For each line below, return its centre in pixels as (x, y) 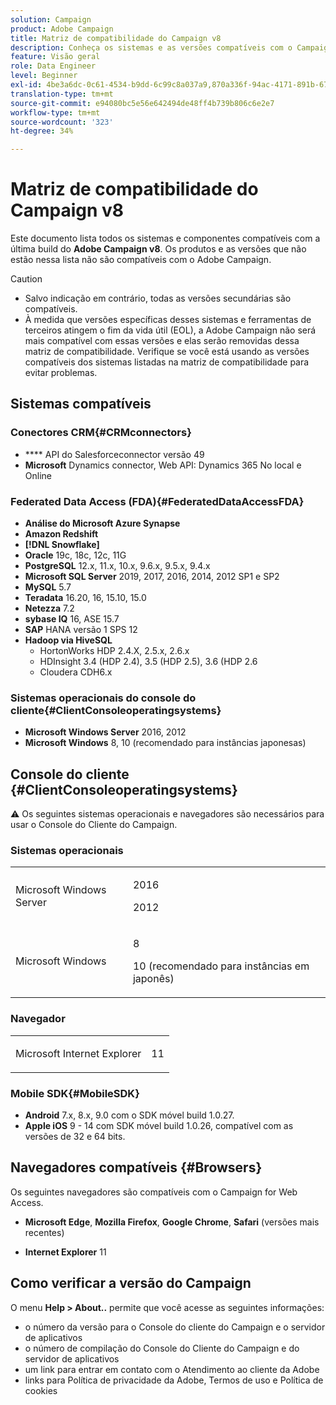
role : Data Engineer (53, 66)
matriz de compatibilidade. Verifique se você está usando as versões (167, 352)
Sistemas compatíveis (81, 404)
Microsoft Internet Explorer (78, 1053)
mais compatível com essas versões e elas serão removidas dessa (162, 341)
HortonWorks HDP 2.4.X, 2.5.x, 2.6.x (114, 651)
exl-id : (26, 85)
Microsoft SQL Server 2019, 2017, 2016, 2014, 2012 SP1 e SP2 (152, 577)
